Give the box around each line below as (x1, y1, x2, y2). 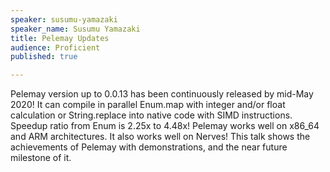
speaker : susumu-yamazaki (10, 14, 118, 25)
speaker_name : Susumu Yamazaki (10, 24, 141, 34)
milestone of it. (10, 152, 72, 164)
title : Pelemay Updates (10, 33, 110, 43)
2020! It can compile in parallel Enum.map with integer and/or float (10, 99, 286, 111)
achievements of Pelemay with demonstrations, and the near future (10, 141, 288, 153)
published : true (10, 52, 78, 62)
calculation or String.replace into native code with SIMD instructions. (10, 109, 293, 121)
